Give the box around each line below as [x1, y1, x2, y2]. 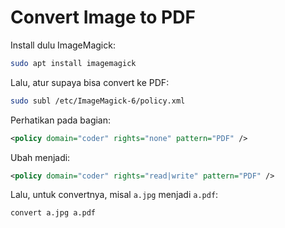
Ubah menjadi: [10, 151, 71, 163]
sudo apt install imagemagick [10, 58, 137, 68]
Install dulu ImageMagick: [10, 39, 116, 51]
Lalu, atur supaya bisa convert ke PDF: [10, 76, 170, 88]
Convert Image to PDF [10, 6, 196, 29]
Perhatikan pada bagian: [10, 114, 112, 126]
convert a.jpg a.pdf [10, 208, 97, 218]
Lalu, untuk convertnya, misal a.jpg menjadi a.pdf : [10, 189, 219, 201]
